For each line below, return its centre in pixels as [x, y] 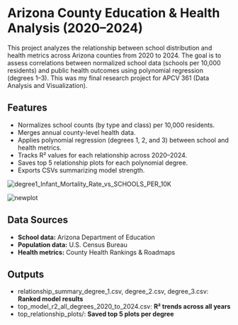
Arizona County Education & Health [114, 13]
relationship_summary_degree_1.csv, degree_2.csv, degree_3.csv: [113, 292]
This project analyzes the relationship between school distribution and [110, 48]
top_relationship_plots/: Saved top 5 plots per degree [96, 314]
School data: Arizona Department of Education [86, 237]
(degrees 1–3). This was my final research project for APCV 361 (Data [108, 78]
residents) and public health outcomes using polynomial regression [106, 70]
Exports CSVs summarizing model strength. [81, 170]
